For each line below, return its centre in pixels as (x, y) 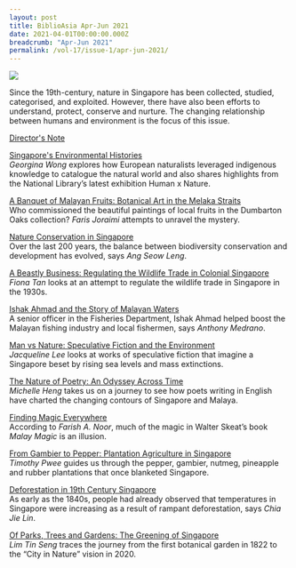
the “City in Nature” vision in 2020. (72, 554)
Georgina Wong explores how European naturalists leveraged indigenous (143, 164)
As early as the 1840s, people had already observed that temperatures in (143, 500)
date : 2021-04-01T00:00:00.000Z (69, 34)
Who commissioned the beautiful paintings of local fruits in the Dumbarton (146, 211)
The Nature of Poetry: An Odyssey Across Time (96, 381)
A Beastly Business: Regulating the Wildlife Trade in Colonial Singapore (139, 273)
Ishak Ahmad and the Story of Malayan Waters (94, 309)
